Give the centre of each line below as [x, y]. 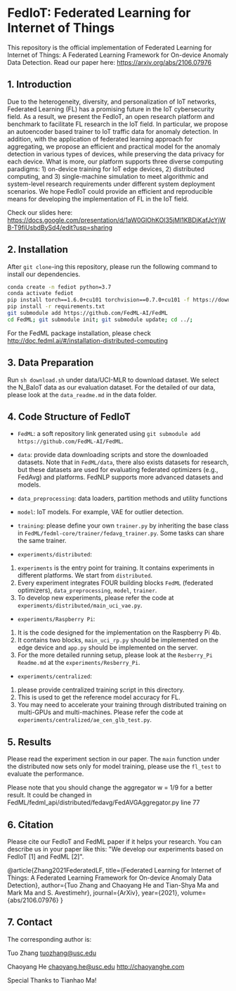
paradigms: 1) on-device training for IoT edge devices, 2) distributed [106, 169]
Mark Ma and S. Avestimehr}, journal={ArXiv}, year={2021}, [93, 893]
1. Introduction [39, 85]
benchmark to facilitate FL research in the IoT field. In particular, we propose [118, 124]
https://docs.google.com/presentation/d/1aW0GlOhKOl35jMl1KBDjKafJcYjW [117, 220]
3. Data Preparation [51, 363]
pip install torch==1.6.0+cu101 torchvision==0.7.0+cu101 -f [99, 300]
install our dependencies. [44, 274]
